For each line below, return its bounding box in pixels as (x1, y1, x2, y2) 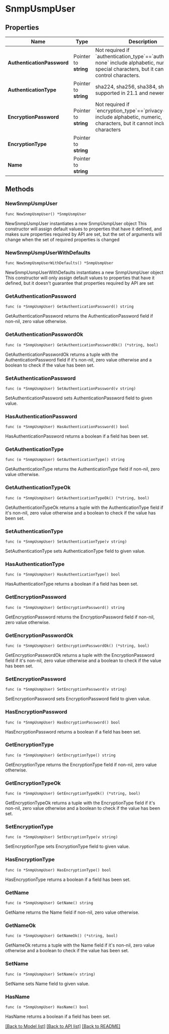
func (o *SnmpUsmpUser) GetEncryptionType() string (5, 753, 116, 758)
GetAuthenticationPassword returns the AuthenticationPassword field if (5, 313, 153, 319)
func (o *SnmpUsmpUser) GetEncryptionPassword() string (5, 605, 125, 610)
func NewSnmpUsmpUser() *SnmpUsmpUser (5, 212, 87, 217)
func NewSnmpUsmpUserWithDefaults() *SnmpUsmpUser (5, 261, 114, 266)
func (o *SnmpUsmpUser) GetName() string (5, 901, 94, 906)
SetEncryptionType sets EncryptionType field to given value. (5, 844, 130, 850)
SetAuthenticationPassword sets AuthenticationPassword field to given (5, 395, 152, 401)
